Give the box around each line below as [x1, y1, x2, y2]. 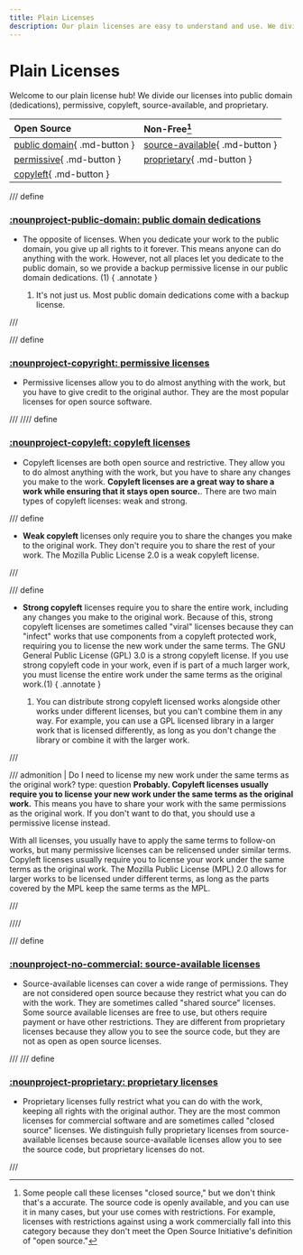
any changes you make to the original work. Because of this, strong [22, 611, 273, 623]
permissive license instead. [9, 817, 111, 828]
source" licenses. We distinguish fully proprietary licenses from [22, 1125, 259, 1136]
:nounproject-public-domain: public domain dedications [9, 213, 262, 226]
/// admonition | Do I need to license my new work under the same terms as [9, 769, 289, 780]
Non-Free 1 [143, 121, 192, 135]
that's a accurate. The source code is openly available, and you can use [22, 1197, 290, 1208]
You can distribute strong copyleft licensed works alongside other [35, 696, 281, 706]
